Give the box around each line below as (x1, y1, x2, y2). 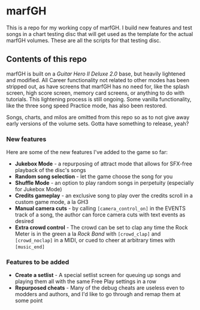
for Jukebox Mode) (14, 186, 62, 193)
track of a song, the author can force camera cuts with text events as (14, 211, 186, 218)
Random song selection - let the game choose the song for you (14, 173, 173, 180)
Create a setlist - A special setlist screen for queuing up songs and (14, 272, 181, 279)
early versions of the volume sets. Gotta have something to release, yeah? (6, 120, 189, 127)
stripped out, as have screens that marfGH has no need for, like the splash (6, 83, 190, 90)
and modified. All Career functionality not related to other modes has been (6, 76, 190, 83)
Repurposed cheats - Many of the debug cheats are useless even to (14, 284, 184, 291)
